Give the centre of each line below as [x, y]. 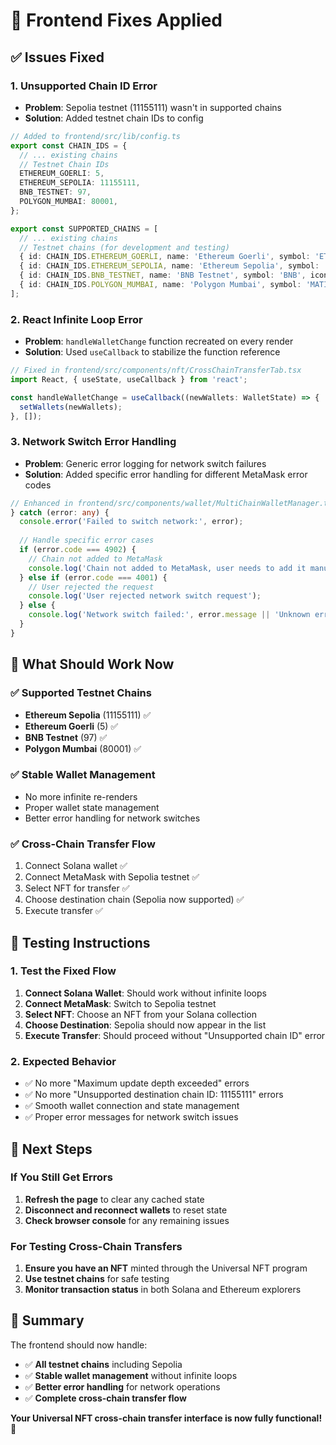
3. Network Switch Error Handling [93, 442]
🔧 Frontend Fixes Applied [116, 20]
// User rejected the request [91, 587]
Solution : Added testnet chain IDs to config [114, 118]
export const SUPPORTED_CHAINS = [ [84, 229]
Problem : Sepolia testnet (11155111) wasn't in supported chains [153, 107]
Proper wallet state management [92, 807]
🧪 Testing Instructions [80, 942]
